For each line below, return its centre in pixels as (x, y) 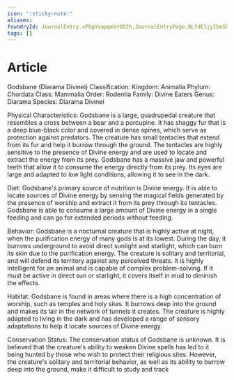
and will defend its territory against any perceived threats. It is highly (106, 261)
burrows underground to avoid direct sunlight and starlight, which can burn (115, 246)
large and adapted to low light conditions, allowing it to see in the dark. (109, 174)
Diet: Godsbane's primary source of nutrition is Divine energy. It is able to (112, 188)
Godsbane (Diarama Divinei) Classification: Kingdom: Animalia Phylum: (109, 87)
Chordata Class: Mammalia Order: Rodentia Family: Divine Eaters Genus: (111, 94)
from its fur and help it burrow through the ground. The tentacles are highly (115, 145)
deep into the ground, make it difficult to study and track (88, 370)
